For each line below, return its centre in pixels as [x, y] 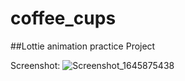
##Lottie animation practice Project [83, 46]
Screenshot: [35, 65]
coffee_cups [63, 18]
